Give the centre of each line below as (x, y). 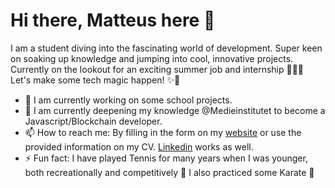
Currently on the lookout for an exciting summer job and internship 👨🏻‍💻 (157, 69)
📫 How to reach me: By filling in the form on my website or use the (163, 132)
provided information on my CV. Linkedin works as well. (139, 146)
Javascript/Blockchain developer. (93, 121)
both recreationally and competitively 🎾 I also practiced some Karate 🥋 (169, 172)
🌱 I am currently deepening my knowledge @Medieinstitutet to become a (175, 110)
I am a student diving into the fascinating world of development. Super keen (166, 48)
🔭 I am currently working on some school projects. (128, 100)
